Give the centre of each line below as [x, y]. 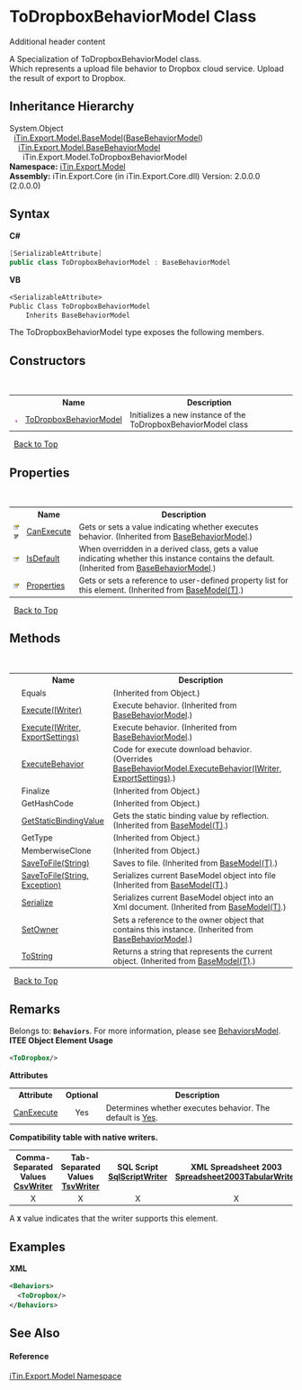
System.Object [36, 128]
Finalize [36, 791]
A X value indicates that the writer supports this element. [114, 1219]
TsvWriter [81, 1186]
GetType [37, 838]
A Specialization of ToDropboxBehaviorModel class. [106, 59]
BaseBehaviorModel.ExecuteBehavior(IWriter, [197, 768]
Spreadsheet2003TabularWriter [236, 1177]
